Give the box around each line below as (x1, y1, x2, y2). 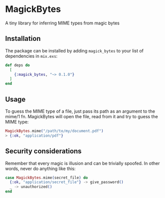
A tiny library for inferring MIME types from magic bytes (5, 20, 120, 26)
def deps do (5, 62, 30, 68)
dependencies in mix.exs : (5, 53, 58, 59)
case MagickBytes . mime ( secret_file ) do (5, 175, 88, 180)
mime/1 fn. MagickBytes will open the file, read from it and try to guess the (5, 113, 158, 119)
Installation (5, 34, 41, 43)
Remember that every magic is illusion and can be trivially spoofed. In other (5, 160, 160, 166)
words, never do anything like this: (5, 166, 76, 172)
